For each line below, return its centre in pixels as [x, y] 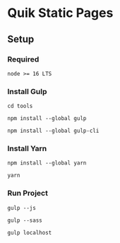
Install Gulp [27, 91]
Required [23, 59]
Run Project [28, 194]
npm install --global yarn [47, 163]
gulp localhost [30, 232]
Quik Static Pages [60, 13]
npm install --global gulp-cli [53, 131]
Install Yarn [27, 148]
